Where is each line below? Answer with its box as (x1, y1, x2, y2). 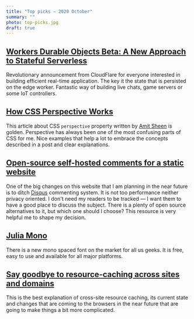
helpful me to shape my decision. (6, 214, 86, 221)
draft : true (6, 25, 35, 31)
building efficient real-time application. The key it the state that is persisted (6, 77, 186, 85)
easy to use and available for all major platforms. (6, 252, 123, 259)
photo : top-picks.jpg (6, 19, 59, 25)
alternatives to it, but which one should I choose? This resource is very (6, 207, 176, 214)
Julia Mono (6, 231, 48, 241)
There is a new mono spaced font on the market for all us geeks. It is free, (6, 246, 184, 253)
